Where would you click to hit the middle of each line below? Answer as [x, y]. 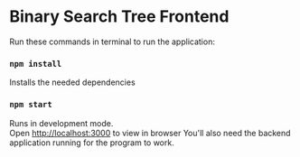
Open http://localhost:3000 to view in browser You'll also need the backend [150, 133]
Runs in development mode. [61, 123]
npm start [31, 105]
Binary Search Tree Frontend [119, 17]
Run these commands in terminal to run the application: [112, 42]
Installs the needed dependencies [72, 82]
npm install [36, 64]
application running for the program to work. [92, 143]
